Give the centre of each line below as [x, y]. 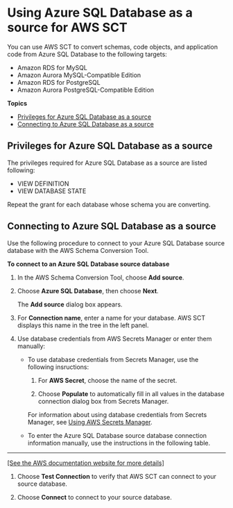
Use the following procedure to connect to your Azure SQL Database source [116, 243]
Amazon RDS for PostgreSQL [59, 82]
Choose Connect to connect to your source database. [94, 497]
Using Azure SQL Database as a [100, 13]
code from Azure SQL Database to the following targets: [87, 54]
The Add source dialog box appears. [70, 304]
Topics [17, 103]
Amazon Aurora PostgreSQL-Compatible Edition [86, 90]
